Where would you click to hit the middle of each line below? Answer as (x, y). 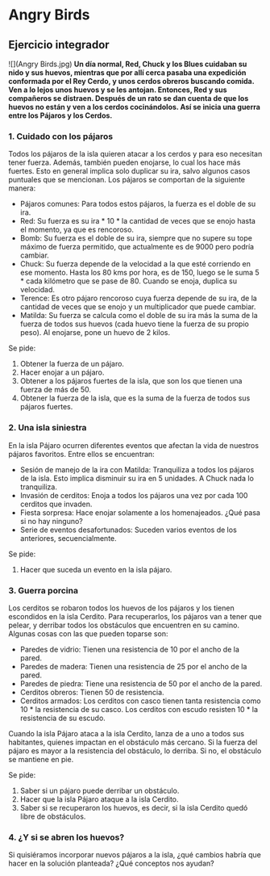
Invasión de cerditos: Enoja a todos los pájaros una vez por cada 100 (134, 495)
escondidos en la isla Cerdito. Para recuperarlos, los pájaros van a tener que (135, 616)
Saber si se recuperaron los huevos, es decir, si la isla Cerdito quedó (134, 807)
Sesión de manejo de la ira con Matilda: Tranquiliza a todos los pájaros (137, 469)
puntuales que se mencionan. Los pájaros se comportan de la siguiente (127, 180)
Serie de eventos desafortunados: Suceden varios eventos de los (129, 530)
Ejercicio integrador (59, 45)
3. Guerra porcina (44, 590)
